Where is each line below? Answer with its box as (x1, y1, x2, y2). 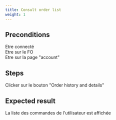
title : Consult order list (5, 7, 61, 12)
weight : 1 (5, 12, 26, 17)
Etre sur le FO (5, 49, 33, 55)
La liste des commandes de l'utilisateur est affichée (5, 109, 111, 115)
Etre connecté (5, 43, 34, 50)
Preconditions (5, 30, 50, 39)
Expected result (5, 96, 56, 105)
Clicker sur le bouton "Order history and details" (5, 82, 104, 88)
